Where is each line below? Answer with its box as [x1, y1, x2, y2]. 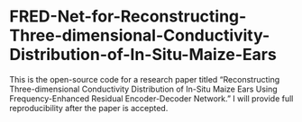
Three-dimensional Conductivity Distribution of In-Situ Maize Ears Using [9, 83, 278, 94]
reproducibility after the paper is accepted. [9, 102, 169, 113]
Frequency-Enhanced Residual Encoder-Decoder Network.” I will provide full [9, 92, 294, 104]
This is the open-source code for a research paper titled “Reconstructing [9, 74, 280, 84]
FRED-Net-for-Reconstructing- [9, 6, 247, 27]
